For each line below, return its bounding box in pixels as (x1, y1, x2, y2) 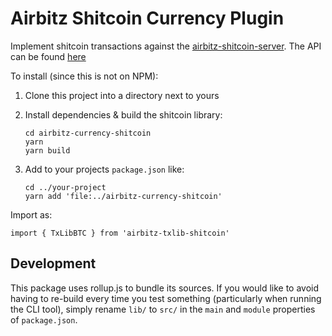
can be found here (10, 50, 87, 62)
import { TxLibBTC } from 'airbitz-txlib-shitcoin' (10, 228, 230, 238)
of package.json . (10, 313, 78, 326)
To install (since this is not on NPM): (10, 70, 159, 82)
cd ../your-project (24, 182, 107, 192)
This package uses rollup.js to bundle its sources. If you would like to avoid (10, 282, 320, 294)
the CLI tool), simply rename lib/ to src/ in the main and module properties (10, 303, 316, 315)
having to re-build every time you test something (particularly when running (10, 292, 322, 304)
